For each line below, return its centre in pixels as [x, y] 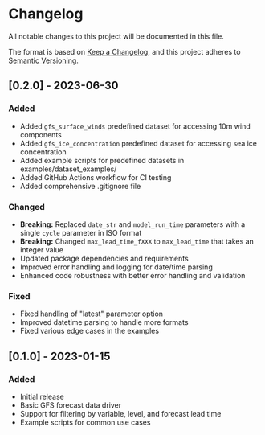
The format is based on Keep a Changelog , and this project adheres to [124, 51]
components [41, 134]
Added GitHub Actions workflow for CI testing [96, 177]
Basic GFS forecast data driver [71, 405]
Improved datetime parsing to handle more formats [104, 322]
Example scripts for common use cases [85, 422]
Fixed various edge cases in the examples [89, 331]
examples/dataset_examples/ [68, 169]
